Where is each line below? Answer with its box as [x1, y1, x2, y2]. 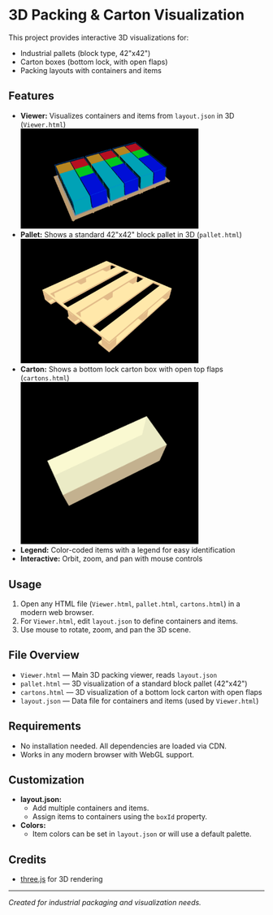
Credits [8, 852, 47, 866]
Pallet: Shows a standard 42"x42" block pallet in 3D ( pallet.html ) [19, 229, 242, 239]
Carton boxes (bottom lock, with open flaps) [19, 57, 168, 67]
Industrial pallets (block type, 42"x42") [19, 48, 151, 58]
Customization [8, 774, 85, 787]
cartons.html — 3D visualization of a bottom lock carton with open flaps [19, 687, 262, 696]
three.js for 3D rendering [19, 874, 103, 884]
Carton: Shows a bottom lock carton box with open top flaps [19, 364, 223, 375]
